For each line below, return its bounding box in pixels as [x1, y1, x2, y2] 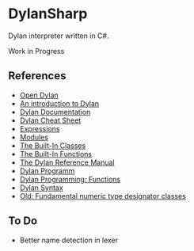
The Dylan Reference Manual [19, 158, 115, 167]
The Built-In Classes [19, 140, 86, 150]
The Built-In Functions [19, 149, 93, 158]
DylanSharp [8, 5, 88, 23]
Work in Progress [8, 46, 65, 55]
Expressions [19, 124, 60, 133]
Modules [19, 132, 49, 142]
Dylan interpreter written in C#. [8, 31, 109, 40]
